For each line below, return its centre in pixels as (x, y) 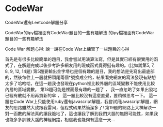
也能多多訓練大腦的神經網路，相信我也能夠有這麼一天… (60, 119)
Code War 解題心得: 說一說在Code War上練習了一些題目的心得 (67, 49)
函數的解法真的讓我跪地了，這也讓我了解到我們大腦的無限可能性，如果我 (86, 113)
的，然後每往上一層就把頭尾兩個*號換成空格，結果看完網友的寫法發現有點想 (81, 77)
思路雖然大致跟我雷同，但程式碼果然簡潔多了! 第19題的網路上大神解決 (83, 107)
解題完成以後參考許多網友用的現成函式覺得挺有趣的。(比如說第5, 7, (88, 65)
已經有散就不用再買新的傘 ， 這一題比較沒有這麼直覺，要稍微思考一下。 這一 (81, 95)
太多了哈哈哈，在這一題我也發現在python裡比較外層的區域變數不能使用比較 (80, 83)
